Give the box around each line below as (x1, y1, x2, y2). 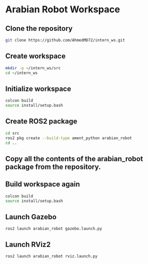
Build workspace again (5, 180, 80, 188)
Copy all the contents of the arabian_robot (5, 154, 143, 163)
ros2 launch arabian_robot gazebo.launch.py (5, 226, 102, 232)
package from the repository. (5, 162, 101, 171)
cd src (5, 130, 20, 136)
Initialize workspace (5, 84, 71, 93)
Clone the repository (5, 24, 73, 33)
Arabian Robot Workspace (5, 4, 120, 15)
